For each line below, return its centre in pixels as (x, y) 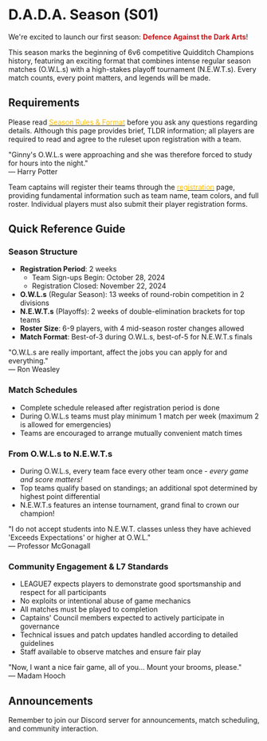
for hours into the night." (48, 163)
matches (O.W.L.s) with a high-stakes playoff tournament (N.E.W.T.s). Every (132, 69)
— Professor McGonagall (49, 546)
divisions (34, 303)
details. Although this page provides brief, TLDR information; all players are (132, 130)
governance (39, 626)
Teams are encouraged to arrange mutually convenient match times (131, 433)
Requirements (44, 103)
